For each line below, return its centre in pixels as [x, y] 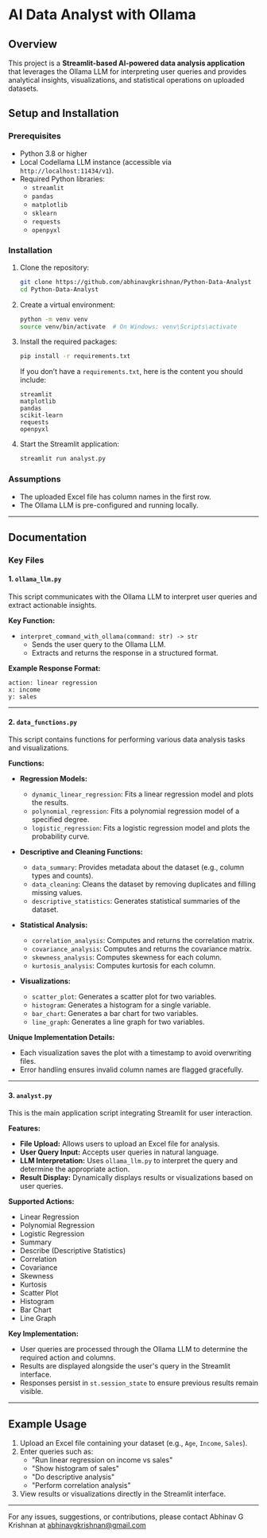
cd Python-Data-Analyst [59, 289]
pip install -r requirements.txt [75, 356]
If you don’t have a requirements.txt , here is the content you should [131, 372]
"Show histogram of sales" [75, 1469]
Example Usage [48, 1424]
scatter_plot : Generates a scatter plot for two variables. [124, 997]
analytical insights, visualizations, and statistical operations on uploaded [126, 80]
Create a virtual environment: [67, 305]
